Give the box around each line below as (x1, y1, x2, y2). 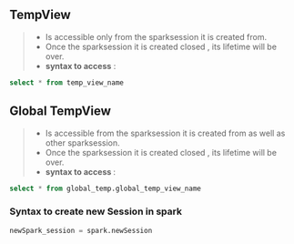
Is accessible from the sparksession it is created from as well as (45, 127, 286, 138)
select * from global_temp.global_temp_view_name (9, 184, 202, 193)
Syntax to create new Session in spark (9, 205, 182, 218)
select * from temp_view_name (9, 77, 125, 87)
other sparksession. (45, 137, 120, 148)
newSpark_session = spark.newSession (9, 226, 153, 235)
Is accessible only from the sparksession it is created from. (45, 31, 267, 42)
